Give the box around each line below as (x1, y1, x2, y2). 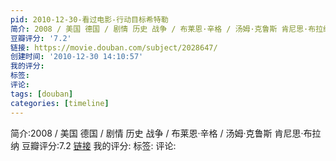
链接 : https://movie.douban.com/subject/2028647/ (10, 42, 218, 53)
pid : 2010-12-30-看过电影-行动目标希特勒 (10, 14, 169, 25)
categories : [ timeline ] (10, 98, 110, 108)
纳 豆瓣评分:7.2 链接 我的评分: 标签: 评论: (10, 139, 177, 151)
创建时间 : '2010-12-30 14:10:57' (10, 52, 144, 62)
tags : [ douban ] (10, 89, 74, 99)
